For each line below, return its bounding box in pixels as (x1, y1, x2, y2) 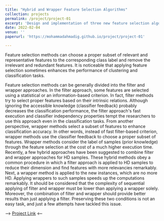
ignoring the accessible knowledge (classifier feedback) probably (5, 103, 137, 109)
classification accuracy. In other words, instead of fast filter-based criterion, (5, 129, 158, 134)
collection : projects (5, 12, 49, 17)
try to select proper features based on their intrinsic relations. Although (5, 97, 148, 103)
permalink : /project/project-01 (5, 16, 71, 21)
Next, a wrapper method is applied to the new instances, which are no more (5, 170, 158, 176)
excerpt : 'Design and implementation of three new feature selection (5, 20, 150, 26)
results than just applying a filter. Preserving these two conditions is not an (5, 196, 155, 202)
